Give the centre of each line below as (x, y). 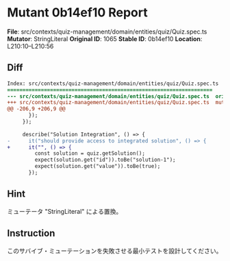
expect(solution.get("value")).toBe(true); (98, 166)
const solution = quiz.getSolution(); (90, 153)
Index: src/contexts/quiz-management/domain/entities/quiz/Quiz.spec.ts (113, 84)
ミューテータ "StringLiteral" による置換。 (65, 211)
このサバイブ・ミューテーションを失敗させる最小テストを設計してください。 (115, 251)
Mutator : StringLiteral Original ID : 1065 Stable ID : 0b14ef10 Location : (105, 38)
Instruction (31, 233)
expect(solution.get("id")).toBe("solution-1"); (105, 160)
